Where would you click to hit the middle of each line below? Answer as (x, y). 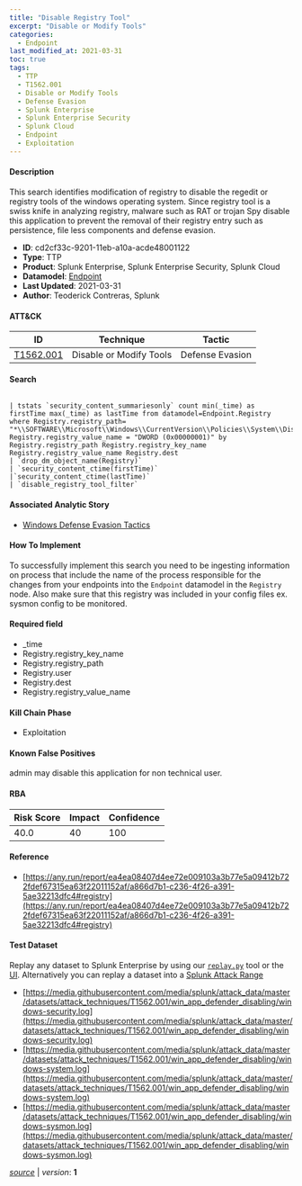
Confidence (134, 817)
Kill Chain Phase (40, 713)
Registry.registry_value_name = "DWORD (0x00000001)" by (118, 437)
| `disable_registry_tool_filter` (74, 485)
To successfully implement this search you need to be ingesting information (150, 565)
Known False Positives (53, 753)
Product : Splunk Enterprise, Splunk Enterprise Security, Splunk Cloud (151, 266)
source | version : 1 (44, 1172)
